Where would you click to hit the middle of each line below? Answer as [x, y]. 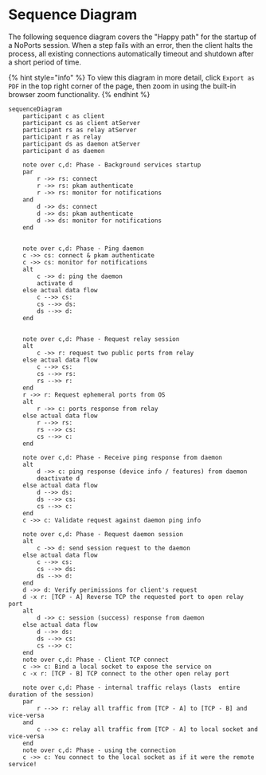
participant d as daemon [64, 151]
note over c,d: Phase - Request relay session [101, 339]
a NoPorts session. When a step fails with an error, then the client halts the [131, 45]
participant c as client [64, 116]
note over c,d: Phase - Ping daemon [84, 249]
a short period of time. [45, 62]
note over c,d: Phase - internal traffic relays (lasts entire [131, 687]
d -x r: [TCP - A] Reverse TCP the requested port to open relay [133, 597]
